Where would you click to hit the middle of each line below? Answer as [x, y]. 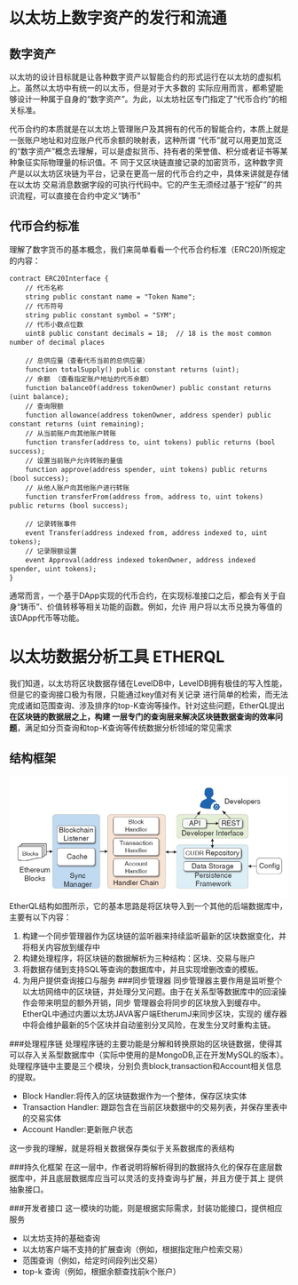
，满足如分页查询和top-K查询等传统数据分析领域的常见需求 [125, 727]
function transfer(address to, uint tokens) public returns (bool [150, 442]
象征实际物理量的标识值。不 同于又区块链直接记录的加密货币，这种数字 [146, 162]
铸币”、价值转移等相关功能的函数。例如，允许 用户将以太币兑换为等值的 [152, 606]
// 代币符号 [44, 306]
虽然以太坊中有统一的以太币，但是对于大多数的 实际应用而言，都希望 [150, 88]
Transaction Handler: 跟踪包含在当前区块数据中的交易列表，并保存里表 [151, 1107]
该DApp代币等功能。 [47, 618]
